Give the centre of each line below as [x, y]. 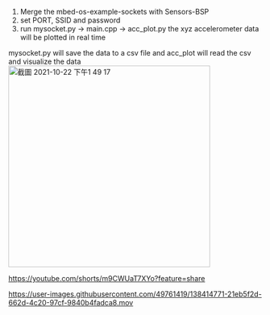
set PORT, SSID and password [70, 20]
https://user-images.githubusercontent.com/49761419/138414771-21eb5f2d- [135, 294]
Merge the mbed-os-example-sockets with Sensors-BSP [114, 12]
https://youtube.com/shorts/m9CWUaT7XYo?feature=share [107, 278]
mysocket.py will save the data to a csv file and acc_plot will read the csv [130, 53]
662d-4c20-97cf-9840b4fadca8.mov [71, 303]
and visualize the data [45, 61]
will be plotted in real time [63, 37]
